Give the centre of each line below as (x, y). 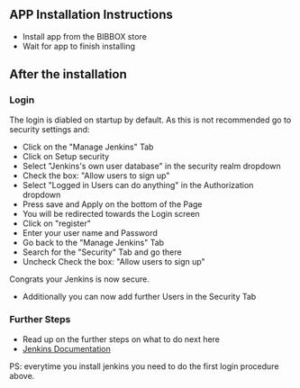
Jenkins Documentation (66, 348)
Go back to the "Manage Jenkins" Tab (93, 242)
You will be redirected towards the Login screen (111, 213)
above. (22, 375)
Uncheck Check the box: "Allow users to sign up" (114, 261)
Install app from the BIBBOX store (84, 36)
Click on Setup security (66, 156)
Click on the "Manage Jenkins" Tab (88, 147)
